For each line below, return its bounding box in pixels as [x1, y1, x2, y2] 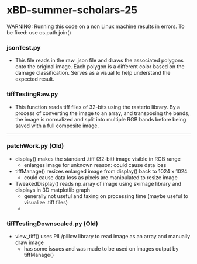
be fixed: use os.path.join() [6, 29, 71, 36]
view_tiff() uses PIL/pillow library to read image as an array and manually [15, 233, 191, 240]
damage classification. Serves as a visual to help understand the [15, 70, 171, 77]
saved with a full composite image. [15, 122, 99, 129]
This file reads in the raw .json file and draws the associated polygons [15, 57, 184, 64]
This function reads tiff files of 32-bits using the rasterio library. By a [15, 103, 181, 110]
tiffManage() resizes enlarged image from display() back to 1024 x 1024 [15, 168, 188, 175]
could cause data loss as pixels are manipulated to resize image [23, 173, 178, 181]
